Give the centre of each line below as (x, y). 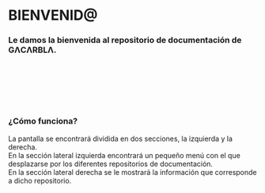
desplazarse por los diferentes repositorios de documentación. (111, 164)
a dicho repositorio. (40, 180)
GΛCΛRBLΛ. (32, 50)
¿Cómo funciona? (43, 121)
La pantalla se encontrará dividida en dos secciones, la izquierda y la (121, 138)
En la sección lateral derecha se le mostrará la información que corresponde (132, 172)
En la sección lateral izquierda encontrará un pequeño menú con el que (125, 155)
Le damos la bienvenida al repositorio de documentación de (125, 40)
